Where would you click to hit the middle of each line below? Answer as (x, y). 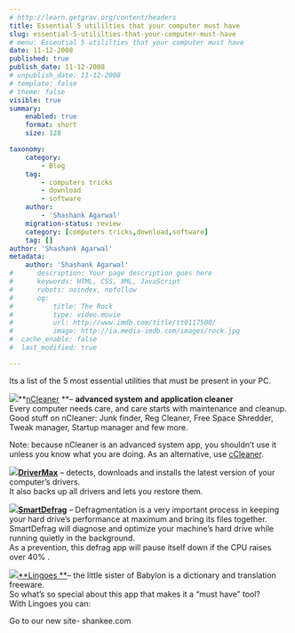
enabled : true (51, 116)
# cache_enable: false (53, 340)
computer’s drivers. (45, 482)
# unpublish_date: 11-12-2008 (65, 76)
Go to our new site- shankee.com (70, 621)
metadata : (28, 257)
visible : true (36, 100)
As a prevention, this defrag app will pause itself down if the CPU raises (140, 547)
